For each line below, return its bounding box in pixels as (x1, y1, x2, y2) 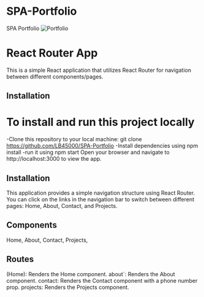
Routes (6, 254, 34, 264)
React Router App (6, 46, 98, 60)
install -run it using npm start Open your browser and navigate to (6, 148, 170, 156)
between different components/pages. (6, 72, 104, 80)
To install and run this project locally (6, 115, 195, 129)
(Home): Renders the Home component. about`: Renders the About (6, 270, 176, 277)
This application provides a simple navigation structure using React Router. (6, 189, 195, 197)
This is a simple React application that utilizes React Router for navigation (6, 66, 192, 74)
